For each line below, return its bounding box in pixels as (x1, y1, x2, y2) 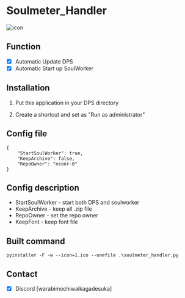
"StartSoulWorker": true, (17, 150, 84, 156)
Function (6, 42, 41, 52)
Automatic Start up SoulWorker (15, 65, 93, 72)
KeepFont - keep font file (15, 218, 78, 226)
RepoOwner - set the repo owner (15, 212, 99, 219)
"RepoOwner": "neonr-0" (17, 161, 78, 167)
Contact (6, 269, 38, 279)
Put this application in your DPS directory (15, 99, 119, 106)
